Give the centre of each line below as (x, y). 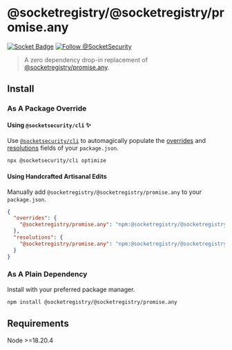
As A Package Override (47, 108)
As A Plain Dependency (47, 274)
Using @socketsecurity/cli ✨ (49, 125)
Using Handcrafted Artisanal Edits (57, 176)
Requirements (38, 323)
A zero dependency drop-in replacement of (86, 59)
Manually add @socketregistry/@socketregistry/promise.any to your (105, 192)
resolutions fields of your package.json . (63, 148)
